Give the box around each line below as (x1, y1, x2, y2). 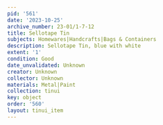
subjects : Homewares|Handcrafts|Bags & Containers (7, 36, 157, 43)
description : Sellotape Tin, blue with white (7, 42, 141, 49)
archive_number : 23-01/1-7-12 (7, 23, 95, 30)
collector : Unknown (7, 74, 64, 82)
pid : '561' (7, 10, 39, 17)
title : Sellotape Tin (7, 29, 70, 37)
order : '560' (7, 101, 45, 108)
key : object (7, 94, 42, 101)
